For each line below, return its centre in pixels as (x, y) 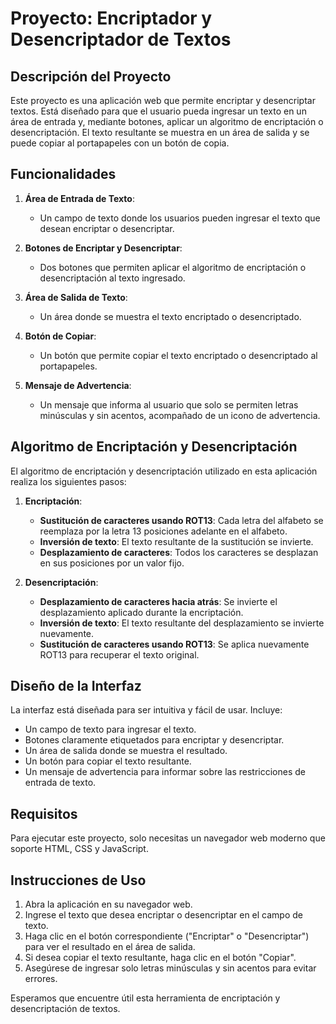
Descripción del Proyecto (91, 76)
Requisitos (44, 813)
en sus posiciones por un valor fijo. (112, 563)
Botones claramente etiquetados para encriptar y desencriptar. (154, 740)
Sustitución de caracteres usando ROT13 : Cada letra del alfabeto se (181, 520)
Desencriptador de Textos (121, 39)
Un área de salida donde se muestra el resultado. (126, 751)
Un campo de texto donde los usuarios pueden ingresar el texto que (180, 218)
